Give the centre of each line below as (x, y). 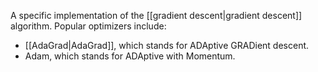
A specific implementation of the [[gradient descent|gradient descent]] (156, 15)
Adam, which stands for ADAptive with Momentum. (130, 56)
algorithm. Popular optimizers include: (88, 26)
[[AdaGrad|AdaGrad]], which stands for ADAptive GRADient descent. (167, 45)
